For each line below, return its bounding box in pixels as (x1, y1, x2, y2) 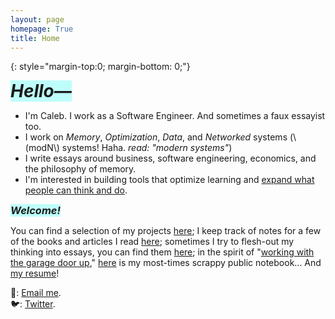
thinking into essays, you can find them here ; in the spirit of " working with (10, 246, 315, 258)
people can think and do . (24, 184, 128, 196)
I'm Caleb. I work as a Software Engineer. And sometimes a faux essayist (24, 110, 326, 122)
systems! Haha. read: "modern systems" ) (61, 142, 233, 154)
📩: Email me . (10, 287, 62, 299)
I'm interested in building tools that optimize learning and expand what (24, 174, 315, 186)
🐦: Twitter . (10, 298, 56, 310)
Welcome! (10, 204, 61, 218)
